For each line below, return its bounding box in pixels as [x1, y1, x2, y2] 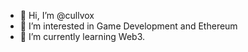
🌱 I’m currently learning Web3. [19, 31, 146, 42]
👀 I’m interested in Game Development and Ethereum [19, 20, 238, 32]
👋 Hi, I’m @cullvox [19, 10, 95, 21]
